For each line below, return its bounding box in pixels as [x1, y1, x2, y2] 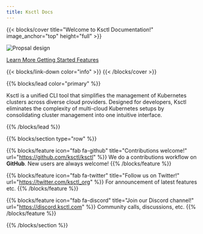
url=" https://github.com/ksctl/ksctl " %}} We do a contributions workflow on [6, 153, 197, 160]
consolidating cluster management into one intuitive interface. [6, 111, 163, 118]
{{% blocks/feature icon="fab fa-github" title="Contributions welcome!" [6, 146, 188, 154]
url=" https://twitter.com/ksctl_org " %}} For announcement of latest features [6, 178, 197, 186]
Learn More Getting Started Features [6, 56, 99, 63]
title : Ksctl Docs [6, 9, 53, 15]
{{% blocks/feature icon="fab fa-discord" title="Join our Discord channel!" [6, 197, 194, 204]
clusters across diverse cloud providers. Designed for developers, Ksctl [6, 98, 186, 105]
